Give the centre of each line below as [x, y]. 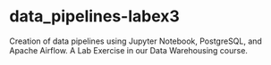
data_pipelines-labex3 [95, 16]
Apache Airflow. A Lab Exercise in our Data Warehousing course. [129, 50]
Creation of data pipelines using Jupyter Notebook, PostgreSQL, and [135, 41]
